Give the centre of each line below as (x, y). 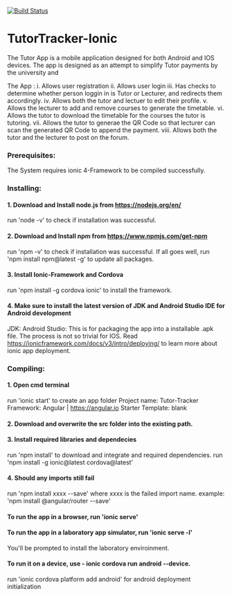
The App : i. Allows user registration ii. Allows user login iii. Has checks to (111, 86)
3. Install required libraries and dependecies (72, 440)
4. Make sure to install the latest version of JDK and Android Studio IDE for (116, 306)
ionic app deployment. (39, 350)
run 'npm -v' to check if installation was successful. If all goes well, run (108, 251)
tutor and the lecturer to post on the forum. (68, 137)
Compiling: (26, 368)
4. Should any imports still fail (51, 478)
